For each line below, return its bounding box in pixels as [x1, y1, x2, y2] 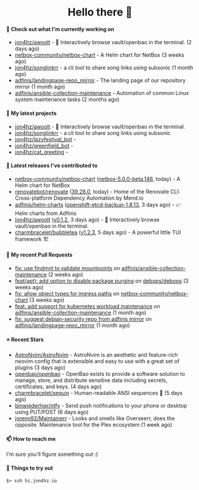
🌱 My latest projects [6, 109, 57, 117]
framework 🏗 [14, 235, 49, 243]
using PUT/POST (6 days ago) [14, 409, 89, 416]
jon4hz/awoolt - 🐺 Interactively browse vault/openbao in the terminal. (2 [14, 39, 192, 46]
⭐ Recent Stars [6, 336, 44, 343]
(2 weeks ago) [48, 271, 83, 278]
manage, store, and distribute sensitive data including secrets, [14, 376, 168, 384]
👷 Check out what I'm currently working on [6, 25, 114, 32]
